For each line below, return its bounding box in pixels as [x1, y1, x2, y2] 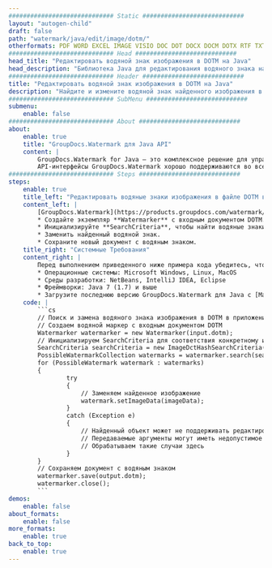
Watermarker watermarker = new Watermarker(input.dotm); [37, 329, 233, 337]
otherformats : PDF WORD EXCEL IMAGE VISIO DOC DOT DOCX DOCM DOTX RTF [8, 42, 252, 50]
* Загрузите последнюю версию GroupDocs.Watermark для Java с [37, 291, 252, 299]
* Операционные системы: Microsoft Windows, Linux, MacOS [37, 269, 237, 277]
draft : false [8, 27, 53, 35]
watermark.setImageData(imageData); [80, 397, 205, 405]
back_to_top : [8, 540, 53, 549]
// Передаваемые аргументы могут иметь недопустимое [80, 434, 263, 442]
